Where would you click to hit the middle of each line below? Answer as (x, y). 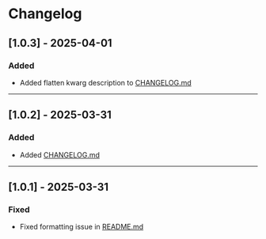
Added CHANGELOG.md (60, 154)
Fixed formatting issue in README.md (82, 227)
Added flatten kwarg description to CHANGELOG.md (105, 82)
